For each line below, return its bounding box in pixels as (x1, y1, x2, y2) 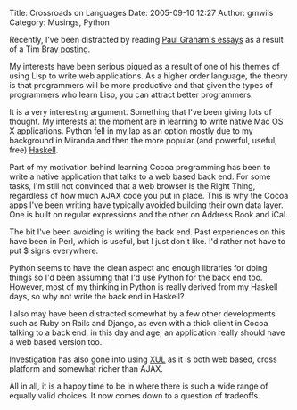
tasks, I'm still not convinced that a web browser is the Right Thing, (9, 181, 256, 191)
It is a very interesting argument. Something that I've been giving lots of (9, 107, 272, 117)
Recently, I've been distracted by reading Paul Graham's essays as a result (9, 35, 284, 45)
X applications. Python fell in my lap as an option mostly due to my (9, 126, 253, 136)
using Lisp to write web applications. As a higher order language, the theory (9, 70, 288, 81)
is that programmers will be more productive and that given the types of (9, 80, 274, 90)
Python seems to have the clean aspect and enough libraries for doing (9, 263, 268, 273)
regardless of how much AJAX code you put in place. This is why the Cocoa (9, 191, 289, 201)
